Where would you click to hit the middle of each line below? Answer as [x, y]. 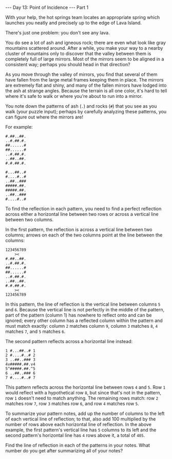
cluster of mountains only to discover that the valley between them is [78, 54]
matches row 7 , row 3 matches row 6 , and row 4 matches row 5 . [72, 404]
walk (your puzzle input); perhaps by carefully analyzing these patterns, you [86, 112]
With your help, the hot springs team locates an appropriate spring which [83, 17]
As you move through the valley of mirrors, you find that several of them [81, 74]
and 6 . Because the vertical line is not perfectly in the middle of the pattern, [85, 310]
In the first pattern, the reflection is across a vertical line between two [79, 229]
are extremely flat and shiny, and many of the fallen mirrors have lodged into [86, 85]
